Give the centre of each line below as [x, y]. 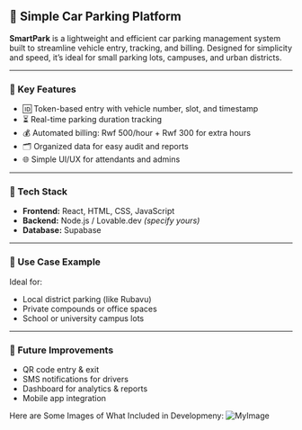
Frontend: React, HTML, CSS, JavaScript [98, 211]
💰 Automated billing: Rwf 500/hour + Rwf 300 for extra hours [137, 133]
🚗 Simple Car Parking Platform [95, 17]
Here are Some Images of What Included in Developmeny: [117, 416]
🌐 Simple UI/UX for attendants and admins [101, 159]
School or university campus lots [83, 318]
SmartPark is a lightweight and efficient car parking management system [145, 38]
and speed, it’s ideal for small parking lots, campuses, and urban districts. [146, 57]
